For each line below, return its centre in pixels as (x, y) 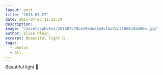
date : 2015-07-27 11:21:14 (34, 19)
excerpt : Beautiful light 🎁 (35, 39)
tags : (11, 43)
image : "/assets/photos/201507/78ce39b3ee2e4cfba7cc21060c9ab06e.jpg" (82, 29)
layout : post (19, 10)
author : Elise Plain (27, 33)
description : (19, 24)
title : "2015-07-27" (27, 15)
